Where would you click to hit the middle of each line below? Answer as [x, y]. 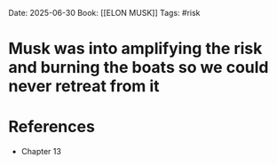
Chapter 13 [41, 152]
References [51, 127]
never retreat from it [84, 86]
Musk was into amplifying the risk [135, 49]
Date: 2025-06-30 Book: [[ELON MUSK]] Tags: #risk [104, 13]
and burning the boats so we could [138, 68]
